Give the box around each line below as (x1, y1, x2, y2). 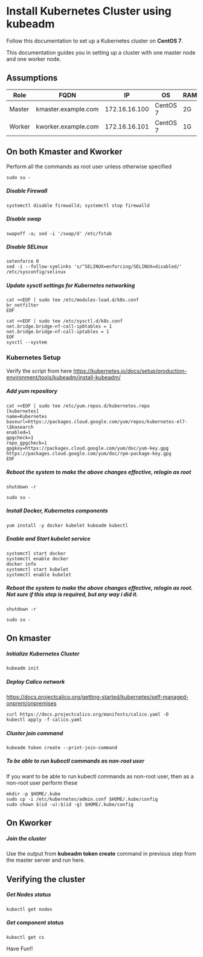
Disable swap (6, 215, 41, 222)
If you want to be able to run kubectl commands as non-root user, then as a (6, 772, 195, 780)
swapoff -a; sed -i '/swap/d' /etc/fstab (6, 230, 112, 237)
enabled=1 (6, 429, 31, 435)
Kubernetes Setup (6, 353, 61, 362)
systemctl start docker (6, 550, 66, 557)
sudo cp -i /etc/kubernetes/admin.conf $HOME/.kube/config (6, 796, 158, 802)
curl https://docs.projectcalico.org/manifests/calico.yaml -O (6, 711, 169, 717)
